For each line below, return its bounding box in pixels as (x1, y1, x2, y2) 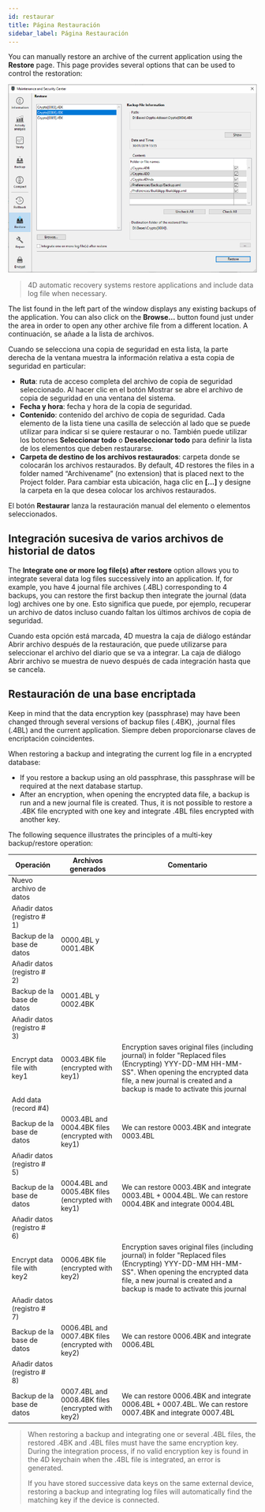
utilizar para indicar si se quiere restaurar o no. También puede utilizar (19, 426, 248, 436)
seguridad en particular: (8, 361, 87, 370)
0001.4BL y (60, 991, 100, 1000)
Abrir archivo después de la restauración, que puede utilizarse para (8, 640, 227, 649)
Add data (11, 1095, 42, 1105)
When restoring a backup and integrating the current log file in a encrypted (8, 748, 252, 758)
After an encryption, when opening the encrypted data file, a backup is (19, 790, 250, 799)
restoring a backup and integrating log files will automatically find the (27, 1487, 252, 1496)
